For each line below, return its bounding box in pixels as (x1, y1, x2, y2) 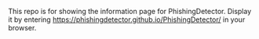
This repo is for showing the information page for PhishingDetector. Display (8, 7, 252, 16)
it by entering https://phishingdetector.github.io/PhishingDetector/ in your (8, 15, 246, 24)
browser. (8, 23, 37, 32)
